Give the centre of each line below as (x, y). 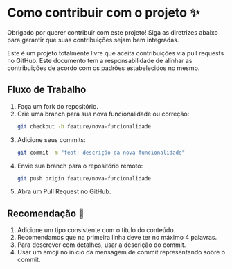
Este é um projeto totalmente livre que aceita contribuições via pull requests (116, 53)
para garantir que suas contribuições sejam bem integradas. (93, 40)
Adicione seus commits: (51, 139)
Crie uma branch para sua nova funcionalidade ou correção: (103, 114)
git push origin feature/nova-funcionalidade (84, 178)
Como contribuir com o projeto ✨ (104, 13)
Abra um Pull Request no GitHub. (64, 191)
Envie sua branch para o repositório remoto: (80, 166)
